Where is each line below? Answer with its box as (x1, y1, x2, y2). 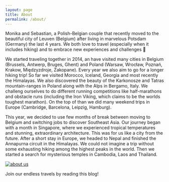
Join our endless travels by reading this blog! (5, 171, 99, 177)
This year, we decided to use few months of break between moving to (5, 114, 150, 120)
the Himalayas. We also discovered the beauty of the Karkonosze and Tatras (5, 77, 164, 83)
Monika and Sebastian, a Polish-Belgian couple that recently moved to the (5, 31, 159, 37)
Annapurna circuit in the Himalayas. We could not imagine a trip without (5, 141, 154, 147)
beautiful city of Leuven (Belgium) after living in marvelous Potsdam (5, 36, 146, 42)
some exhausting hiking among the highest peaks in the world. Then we (5, 146, 155, 152)
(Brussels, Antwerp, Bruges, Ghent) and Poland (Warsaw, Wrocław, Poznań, (5, 61, 162, 68)
